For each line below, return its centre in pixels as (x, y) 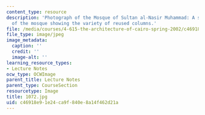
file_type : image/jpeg (35, 35)
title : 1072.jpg (27, 97)
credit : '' (26, 52)
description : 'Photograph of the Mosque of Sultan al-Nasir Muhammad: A (101, 18)
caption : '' (27, 46)
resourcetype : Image (33, 91)
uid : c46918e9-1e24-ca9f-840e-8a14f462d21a (63, 102)
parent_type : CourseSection (42, 86)
